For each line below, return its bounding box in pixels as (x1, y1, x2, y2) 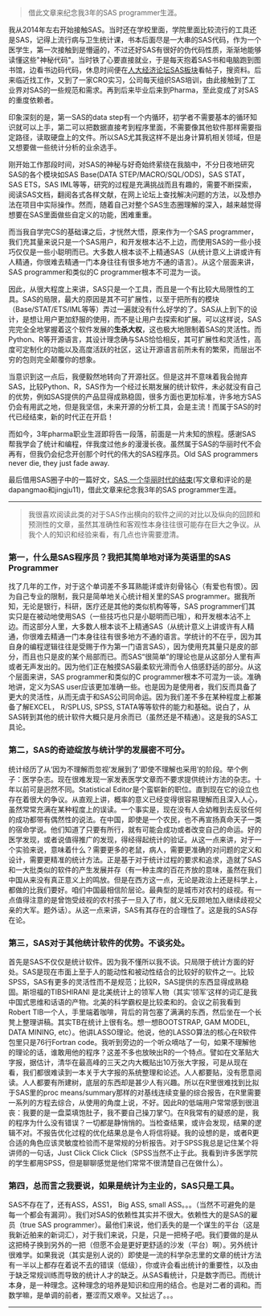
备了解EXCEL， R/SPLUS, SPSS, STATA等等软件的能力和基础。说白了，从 (8, 702, 251, 712)
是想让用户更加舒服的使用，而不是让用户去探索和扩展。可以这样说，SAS (22, 315, 262, 324)
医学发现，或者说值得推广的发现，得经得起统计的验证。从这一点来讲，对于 (8, 834, 255, 844)
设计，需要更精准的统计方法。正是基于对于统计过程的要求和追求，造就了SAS (8, 854, 262, 864)
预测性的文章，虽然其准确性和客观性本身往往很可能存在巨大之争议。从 (27, 520, 261, 529)
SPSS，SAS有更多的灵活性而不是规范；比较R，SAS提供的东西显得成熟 (8, 977, 243, 986)
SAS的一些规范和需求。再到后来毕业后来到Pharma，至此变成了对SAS (29, 85, 259, 95)
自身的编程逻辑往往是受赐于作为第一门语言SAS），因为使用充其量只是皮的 (8, 642, 252, 652)
